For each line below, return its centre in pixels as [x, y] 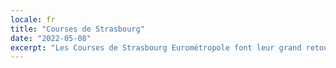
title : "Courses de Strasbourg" [77, 29]
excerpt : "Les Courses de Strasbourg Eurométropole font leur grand [156, 47]
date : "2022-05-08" [51, 38]
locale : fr [33, 19]
